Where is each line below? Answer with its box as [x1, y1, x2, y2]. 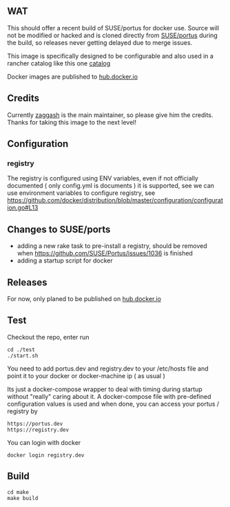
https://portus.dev [7, 420, 63, 427]
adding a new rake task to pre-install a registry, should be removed [17, 242, 208, 250]
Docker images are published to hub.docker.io [7, 72, 138, 81]
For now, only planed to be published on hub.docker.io [7, 294, 162, 302]
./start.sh [7, 352, 39, 359]
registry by [7, 406, 38, 415]
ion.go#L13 [7, 203, 39, 212]
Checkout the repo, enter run [7, 333, 90, 341]
